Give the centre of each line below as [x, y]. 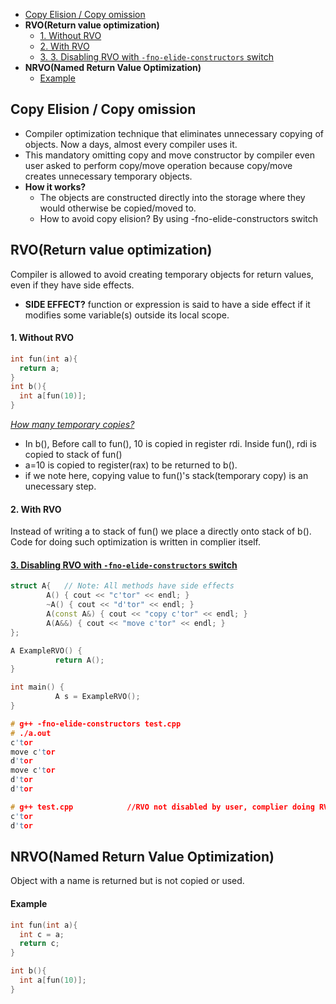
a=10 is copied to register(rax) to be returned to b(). [131, 465]
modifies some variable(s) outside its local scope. [127, 315]
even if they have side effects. [72, 285]
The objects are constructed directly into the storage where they [172, 197]
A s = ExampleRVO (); [97, 697]
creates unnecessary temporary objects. [108, 176]
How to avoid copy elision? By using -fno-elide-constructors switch [179, 218]
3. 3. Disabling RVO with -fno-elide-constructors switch [156, 57]
